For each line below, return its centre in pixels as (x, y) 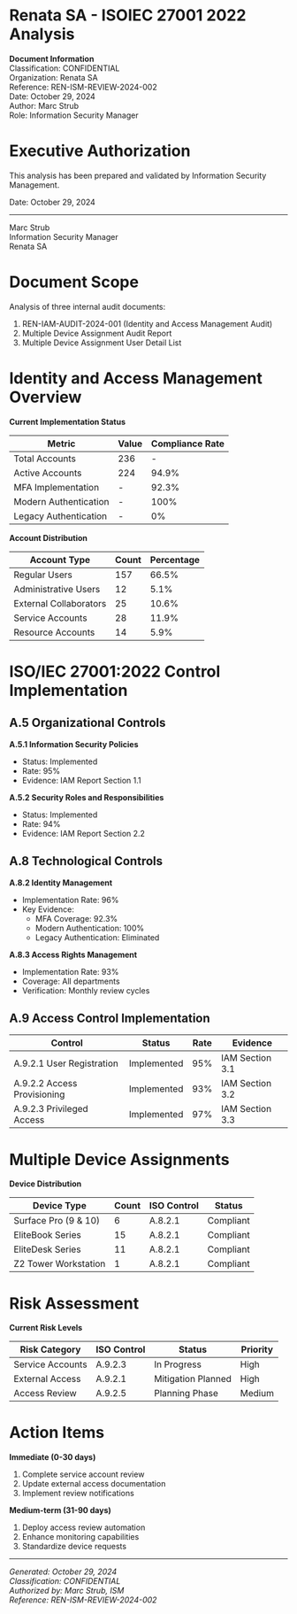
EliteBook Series (47, 1235)
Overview (46, 397)
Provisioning (39, 1094)
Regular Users (43, 575)
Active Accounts (48, 473)
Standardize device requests (74, 1547)
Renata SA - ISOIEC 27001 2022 (128, 15)
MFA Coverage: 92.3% (76, 918)
